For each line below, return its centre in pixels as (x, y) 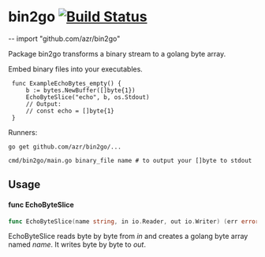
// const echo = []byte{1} (70, 111)
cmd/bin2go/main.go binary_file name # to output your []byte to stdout (130, 160)
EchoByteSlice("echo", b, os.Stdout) (88, 97)
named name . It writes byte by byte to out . (77, 244)
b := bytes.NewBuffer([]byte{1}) (80, 90)
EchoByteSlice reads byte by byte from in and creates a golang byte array (128, 237)
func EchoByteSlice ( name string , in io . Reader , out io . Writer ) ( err (123, 221)
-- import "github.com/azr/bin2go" (64, 39)
